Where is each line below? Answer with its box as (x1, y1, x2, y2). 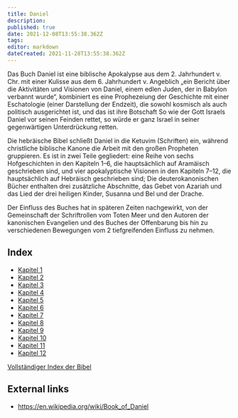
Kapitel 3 (17, 281, 44, 289)
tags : (7, 37, 23, 44)
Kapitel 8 (17, 318, 44, 327)
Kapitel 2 (17, 273, 44, 281)
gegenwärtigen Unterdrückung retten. (7, 122, 119, 131)
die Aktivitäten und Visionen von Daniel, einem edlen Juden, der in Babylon (7, 85, 227, 93)
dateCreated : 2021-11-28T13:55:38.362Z (7, 51, 126, 58)
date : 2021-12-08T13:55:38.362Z (7, 30, 103, 38)
